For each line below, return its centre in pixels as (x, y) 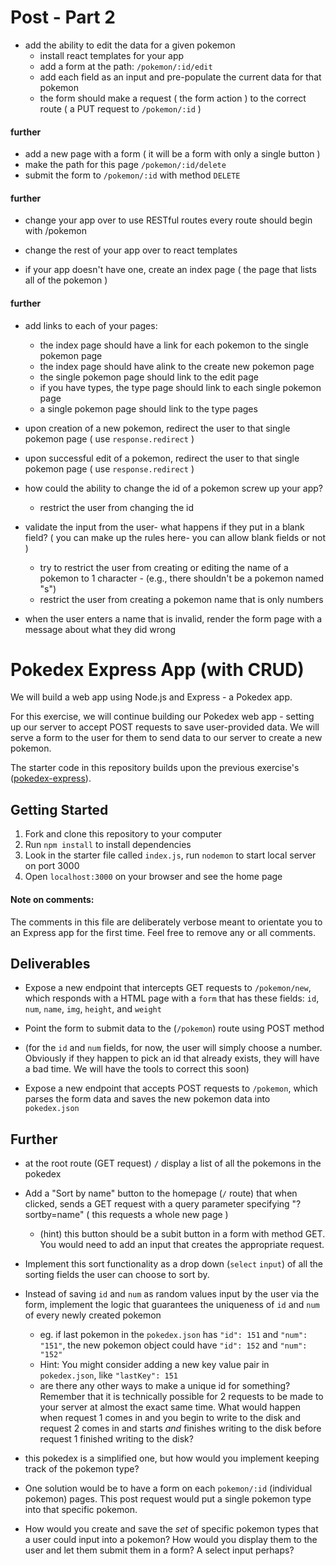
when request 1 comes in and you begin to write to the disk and (170, 1418)
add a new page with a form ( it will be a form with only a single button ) (172, 154)
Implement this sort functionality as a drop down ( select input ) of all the (174, 1264)
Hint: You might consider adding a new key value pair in (154, 1365)
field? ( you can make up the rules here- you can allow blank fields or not (175, 537)
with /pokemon (55, 231)
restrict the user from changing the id (116, 507)
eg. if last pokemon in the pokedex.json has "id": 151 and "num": (173, 1335)
